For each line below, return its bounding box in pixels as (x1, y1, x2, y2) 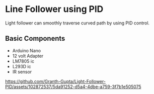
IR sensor (12, 69, 32, 75)
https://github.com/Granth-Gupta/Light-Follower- (5, 78, 106, 84)
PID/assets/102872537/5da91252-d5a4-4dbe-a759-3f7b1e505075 (5, 84, 142, 90)
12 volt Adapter (12, 53, 44, 59)
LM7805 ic (12, 58, 35, 64)
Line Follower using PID (5, 3, 103, 15)
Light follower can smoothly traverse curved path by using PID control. (5, 20, 150, 26)
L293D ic (12, 63, 31, 69)
